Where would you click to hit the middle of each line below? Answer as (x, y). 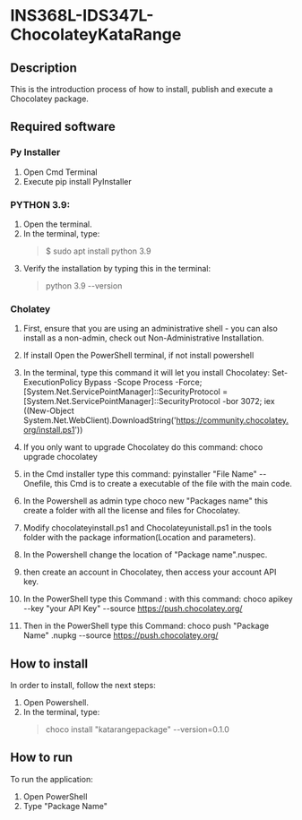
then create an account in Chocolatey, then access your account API (150, 572)
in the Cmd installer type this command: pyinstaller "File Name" (140, 474)
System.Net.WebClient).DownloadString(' (100, 420)
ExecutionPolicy (53, 383)
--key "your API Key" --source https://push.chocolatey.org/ (133, 609)
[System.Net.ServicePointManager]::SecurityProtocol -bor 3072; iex (149, 401)
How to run (42, 758)
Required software (63, 127)
